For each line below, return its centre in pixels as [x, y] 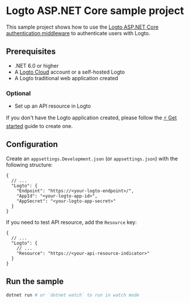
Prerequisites [31, 52]
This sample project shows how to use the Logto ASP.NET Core [82, 27]
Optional [18, 93]
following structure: [29, 164]
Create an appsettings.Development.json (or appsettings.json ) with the [92, 159]
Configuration [32, 144]
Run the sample [35, 282]
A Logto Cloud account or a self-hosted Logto [70, 72]
